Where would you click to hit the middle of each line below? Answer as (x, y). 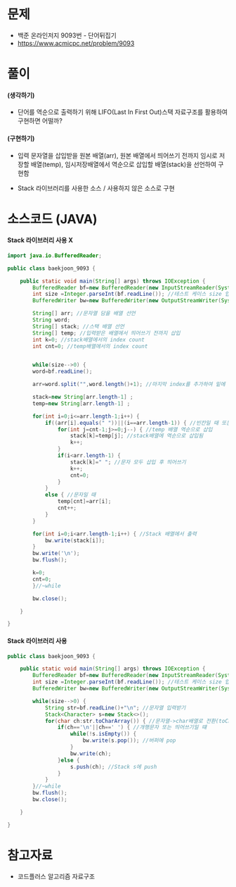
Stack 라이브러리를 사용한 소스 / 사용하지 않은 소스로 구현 (96, 188)
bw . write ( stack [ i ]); (75, 540)
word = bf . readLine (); (63, 372)
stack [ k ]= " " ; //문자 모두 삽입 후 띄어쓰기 (128, 462)
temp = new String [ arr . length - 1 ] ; (81, 403)
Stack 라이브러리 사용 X (40, 240)
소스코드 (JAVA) (52, 219)
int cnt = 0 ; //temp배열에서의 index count (90, 346)
